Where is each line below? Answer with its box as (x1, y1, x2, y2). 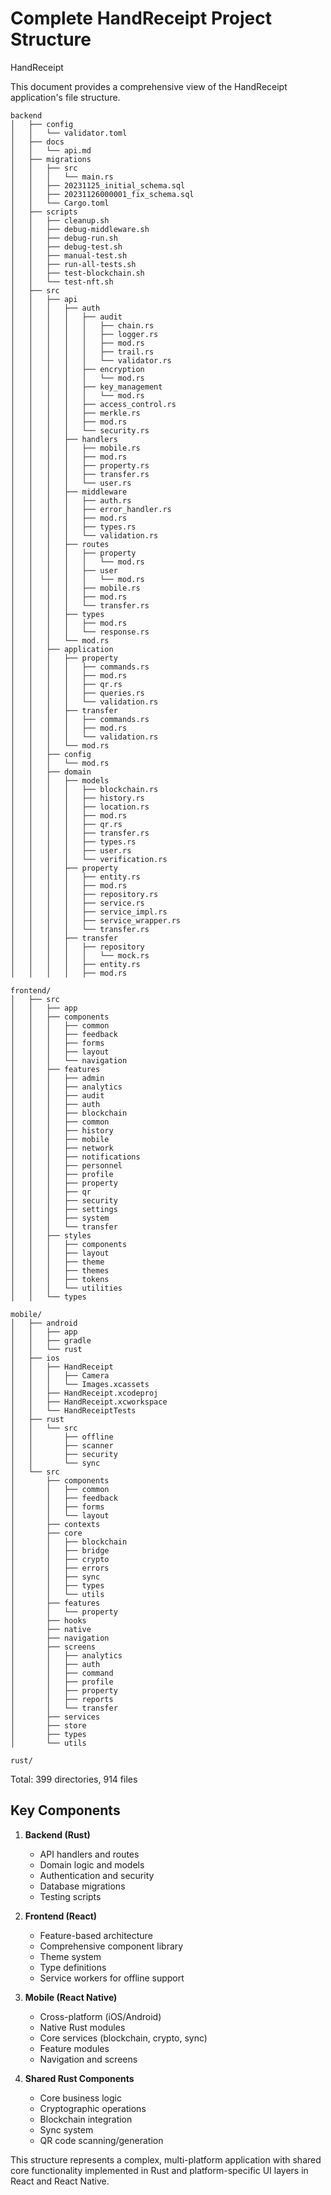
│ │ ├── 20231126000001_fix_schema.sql (10, 189, 195, 199)
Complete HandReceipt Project (10, 7, 272, 30)
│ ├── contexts (10, 1519, 101, 1529)
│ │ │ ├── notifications (10, 1152, 141, 1162)
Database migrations (39, 1880, 126, 1892)
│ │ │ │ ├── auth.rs (10, 495, 132, 506)
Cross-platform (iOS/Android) (39, 2010, 162, 2022)
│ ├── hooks (10, 1615, 87, 1626)
